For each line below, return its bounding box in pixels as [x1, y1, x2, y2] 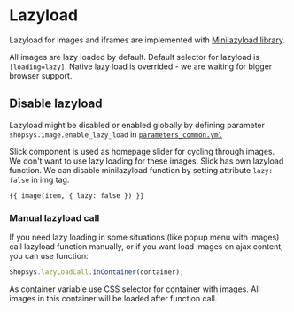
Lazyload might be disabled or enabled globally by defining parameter [9, 119, 266, 130]
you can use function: [9, 251, 89, 262]
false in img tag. [9, 174, 70, 185]
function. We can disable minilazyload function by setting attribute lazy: [9, 164, 273, 175]
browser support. [9, 70, 73, 80]
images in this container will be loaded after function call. [9, 293, 218, 303]
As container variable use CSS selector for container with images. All [9, 284, 260, 294]
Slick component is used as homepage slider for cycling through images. [9, 146, 275, 156]
